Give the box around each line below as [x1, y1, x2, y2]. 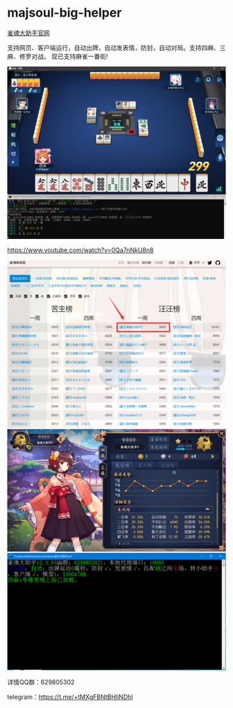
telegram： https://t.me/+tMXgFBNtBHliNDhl [7, 693, 133, 701]
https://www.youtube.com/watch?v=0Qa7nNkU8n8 [7, 245, 154, 254]
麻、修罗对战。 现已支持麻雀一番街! [7, 52, 108, 60]
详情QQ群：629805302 [7, 678, 75, 686]
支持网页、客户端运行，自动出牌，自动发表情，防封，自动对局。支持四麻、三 [7, 43, 226, 51]
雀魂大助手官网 [7, 28, 50, 37]
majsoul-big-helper [7, 5, 122, 21]
